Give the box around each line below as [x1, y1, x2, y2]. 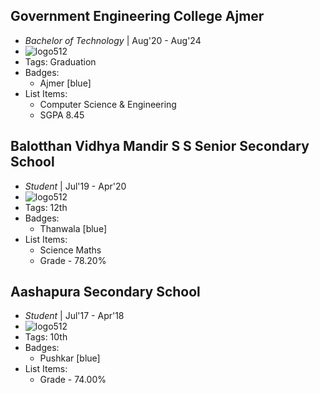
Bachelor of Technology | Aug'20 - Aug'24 [24, 34, 202, 46]
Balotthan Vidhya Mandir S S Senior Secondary [10, 138, 310, 155]
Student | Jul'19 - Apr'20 [24, 180, 127, 192]
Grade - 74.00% [39, 374, 107, 386]
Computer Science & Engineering [39, 98, 177, 110]
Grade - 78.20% [39, 254, 107, 266]
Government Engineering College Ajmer [10, 8, 265, 25]
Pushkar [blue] [39, 352, 101, 364]
